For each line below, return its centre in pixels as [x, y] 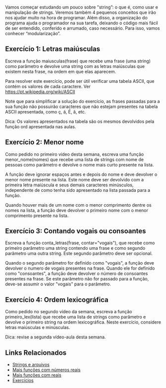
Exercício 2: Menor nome [45, 142]
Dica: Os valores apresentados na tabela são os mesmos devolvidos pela [80, 121]
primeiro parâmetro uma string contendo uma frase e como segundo [75, 248]
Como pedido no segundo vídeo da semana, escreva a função [69, 312]
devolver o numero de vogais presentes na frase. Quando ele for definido [80, 268]
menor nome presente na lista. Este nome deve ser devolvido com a [75, 179]
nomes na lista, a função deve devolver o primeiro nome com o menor [77, 210]
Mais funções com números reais [46, 370]
